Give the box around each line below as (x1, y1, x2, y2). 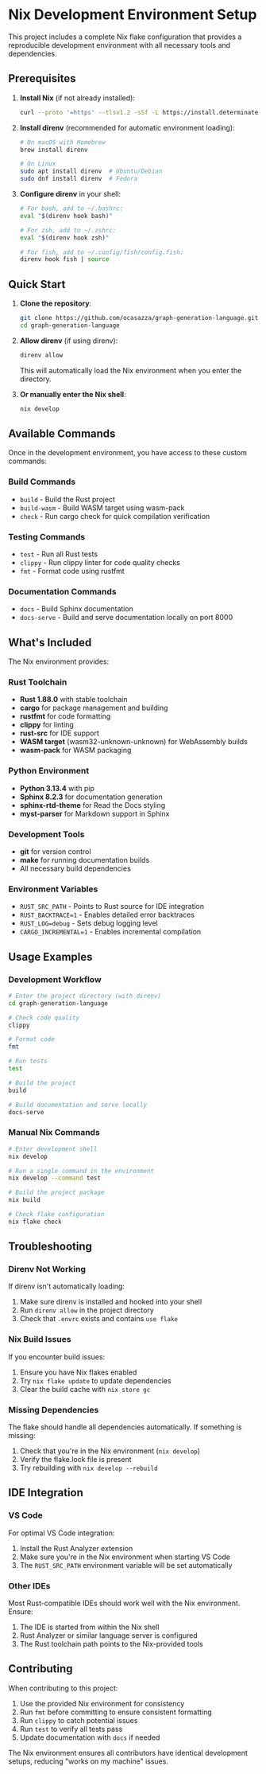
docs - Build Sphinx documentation (19, 604, 133, 614)
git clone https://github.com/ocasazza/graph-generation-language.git (19, 314, 259, 322)
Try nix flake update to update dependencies (19, 1375, 172, 1386)
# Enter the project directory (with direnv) (8, 992, 161, 1000)
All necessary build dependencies (19, 864, 131, 873)
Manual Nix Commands (8, 1127, 101, 1138)
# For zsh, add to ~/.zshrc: (19, 226, 117, 234)
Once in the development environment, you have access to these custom (8, 448, 248, 458)
